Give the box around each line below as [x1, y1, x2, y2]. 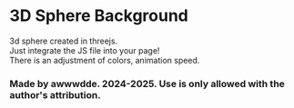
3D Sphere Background [9, 5, 189, 26]
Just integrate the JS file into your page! [9, 44, 160, 55]
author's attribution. [9, 88, 102, 101]
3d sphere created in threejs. [9, 35, 118, 46]
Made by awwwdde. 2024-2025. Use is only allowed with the [9, 77, 285, 90]
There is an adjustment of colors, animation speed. [9, 54, 200, 65]
